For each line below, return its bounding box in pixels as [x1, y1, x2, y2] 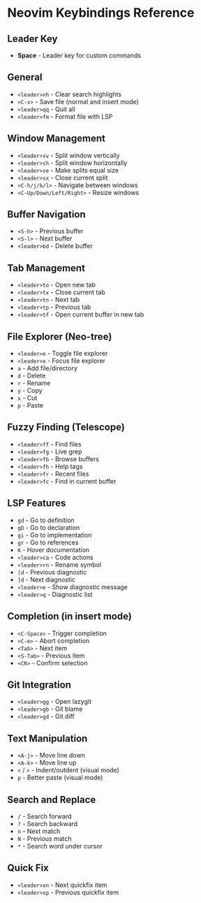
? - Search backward [17, 819, 78, 828]
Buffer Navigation [7, 208, 86, 221]
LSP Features [7, 498, 66, 510]
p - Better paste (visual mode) [17, 774, 103, 782]
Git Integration [7, 679, 72, 691]
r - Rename [17, 379, 51, 387]
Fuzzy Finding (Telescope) [7, 421, 126, 433]
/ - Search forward [17, 812, 72, 821]
